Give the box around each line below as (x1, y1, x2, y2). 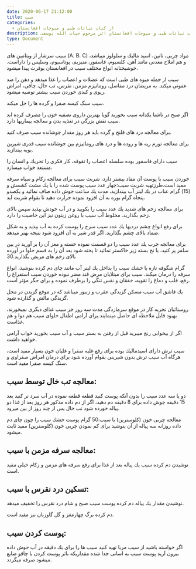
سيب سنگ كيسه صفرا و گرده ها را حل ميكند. (6, 100, 105, 106)
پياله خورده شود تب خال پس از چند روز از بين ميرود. (6, 404, 120, 411)
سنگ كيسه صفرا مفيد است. (6, 360, 68, 367)
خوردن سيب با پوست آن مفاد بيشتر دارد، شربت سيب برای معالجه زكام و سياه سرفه (6, 175, 190, 182)
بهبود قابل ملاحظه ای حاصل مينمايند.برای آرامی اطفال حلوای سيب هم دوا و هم (6, 312, 177, 319)
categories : (6, 19, 36, 25)
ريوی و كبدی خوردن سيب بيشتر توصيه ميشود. (6, 89, 106, 95)
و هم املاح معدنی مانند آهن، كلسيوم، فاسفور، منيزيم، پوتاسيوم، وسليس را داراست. (6, 58, 187, 65)
